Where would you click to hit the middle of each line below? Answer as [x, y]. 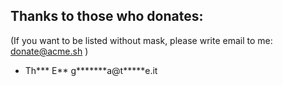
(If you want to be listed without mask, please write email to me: [141, 40]
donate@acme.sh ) [49, 51]
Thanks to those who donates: [107, 16]
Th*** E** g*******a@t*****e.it [91, 70]
